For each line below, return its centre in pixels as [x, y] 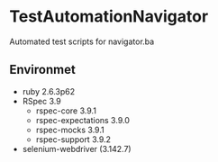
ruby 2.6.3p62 [48, 91]
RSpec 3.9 [41, 101]
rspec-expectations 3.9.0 [83, 120]
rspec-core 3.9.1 [66, 111]
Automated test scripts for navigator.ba [82, 41]
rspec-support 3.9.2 [73, 139]
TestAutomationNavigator [109, 17]
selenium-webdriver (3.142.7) [77, 148]
